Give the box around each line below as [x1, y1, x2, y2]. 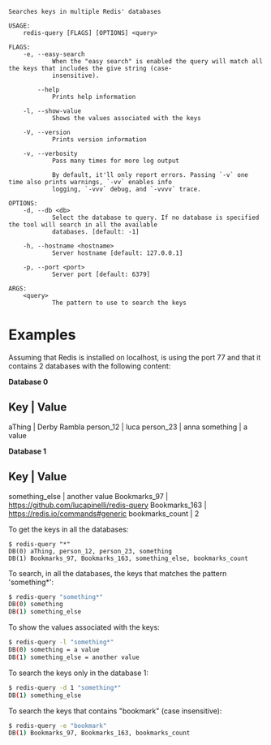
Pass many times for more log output [51, 157, 180, 165]
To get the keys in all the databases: [8, 524, 129, 534]
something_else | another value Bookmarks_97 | [8, 491, 169, 501]
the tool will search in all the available [8, 221, 158, 229]
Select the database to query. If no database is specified [51, 213, 260, 222]
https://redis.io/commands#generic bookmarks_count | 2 [8, 508, 200, 519]
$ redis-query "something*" [8, 592, 104, 601]
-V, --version [23, 128, 71, 136]
